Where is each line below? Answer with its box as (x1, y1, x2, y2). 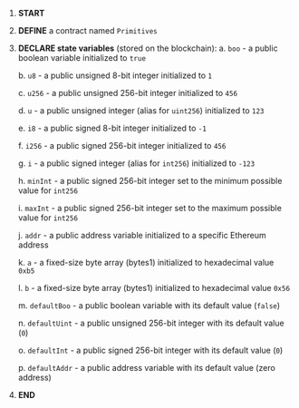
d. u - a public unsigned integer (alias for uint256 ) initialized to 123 (17, 105, 265, 116)
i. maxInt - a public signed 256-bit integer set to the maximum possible (17, 203, 283, 213)
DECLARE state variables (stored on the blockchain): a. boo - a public (17, 43, 278, 53)
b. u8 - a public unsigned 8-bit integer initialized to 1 (17, 70, 213, 81)
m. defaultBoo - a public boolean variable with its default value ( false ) (17, 300, 281, 311)
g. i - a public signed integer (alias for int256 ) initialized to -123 (17, 158, 256, 169)
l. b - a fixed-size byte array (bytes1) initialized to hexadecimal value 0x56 (17, 283, 291, 293)
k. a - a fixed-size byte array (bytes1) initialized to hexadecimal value (17, 257, 275, 267)
